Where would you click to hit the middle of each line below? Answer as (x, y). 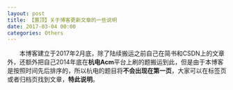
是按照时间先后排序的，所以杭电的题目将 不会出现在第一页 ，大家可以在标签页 (117, 71)
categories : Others (35, 33)
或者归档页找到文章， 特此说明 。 (53, 80)
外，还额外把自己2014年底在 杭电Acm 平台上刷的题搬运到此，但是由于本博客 (115, 62)
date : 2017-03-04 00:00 (42, 26)
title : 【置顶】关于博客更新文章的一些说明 (62, 20)
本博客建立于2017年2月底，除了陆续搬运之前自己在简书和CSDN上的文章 (122, 53)
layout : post (26, 13)
